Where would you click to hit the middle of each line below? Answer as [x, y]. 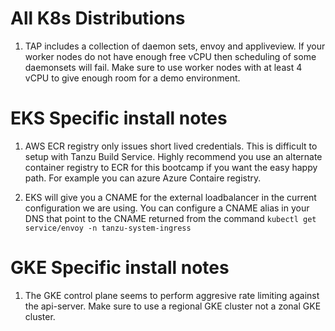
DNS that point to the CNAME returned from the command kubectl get [170, 218]
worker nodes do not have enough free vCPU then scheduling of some [170, 56]
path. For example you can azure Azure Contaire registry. [143, 178]
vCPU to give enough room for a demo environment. [132, 78]
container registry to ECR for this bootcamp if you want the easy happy [171, 167]
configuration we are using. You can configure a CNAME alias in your [167, 208]
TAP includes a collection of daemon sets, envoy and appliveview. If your [175, 46]
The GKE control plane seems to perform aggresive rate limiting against [172, 295]
